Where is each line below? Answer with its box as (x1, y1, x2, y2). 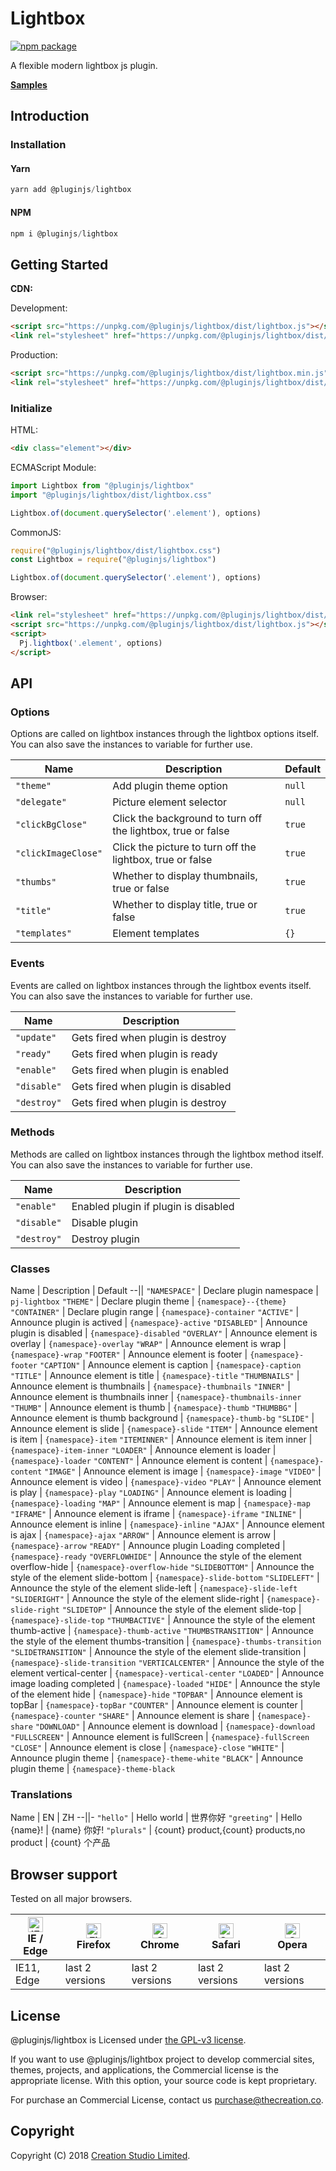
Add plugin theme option (112, 779, 228, 793)
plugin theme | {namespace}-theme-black (10, 1763, 176, 1775)
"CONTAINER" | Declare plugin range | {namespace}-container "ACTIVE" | (10, 1306, 300, 1318)
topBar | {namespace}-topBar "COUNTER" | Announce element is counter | (10, 1699, 304, 1711)
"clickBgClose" (15, 819, 88, 831)
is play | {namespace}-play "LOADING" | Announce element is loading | (10, 1487, 293, 1499)
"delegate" (15, 797, 67, 808)
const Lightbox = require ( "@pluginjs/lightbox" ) (10, 555, 217, 565)
